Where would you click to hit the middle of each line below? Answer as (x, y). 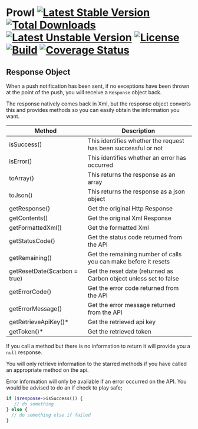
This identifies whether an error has (137, 158)
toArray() (22, 178)
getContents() (29, 218)
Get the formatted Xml (118, 228)
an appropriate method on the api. (47, 370)
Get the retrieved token (119, 331)
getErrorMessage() (36, 308)
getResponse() (30, 208)
